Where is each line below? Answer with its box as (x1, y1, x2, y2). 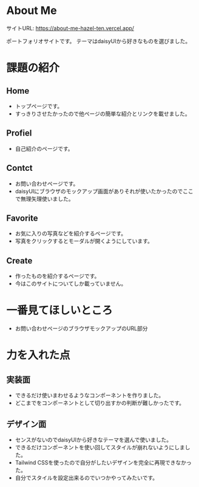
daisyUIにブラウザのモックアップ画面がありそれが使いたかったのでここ (15, 187, 194, 195)
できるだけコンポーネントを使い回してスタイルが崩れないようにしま (15, 443, 185, 451)
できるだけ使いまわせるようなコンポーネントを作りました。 (15, 392, 164, 399)
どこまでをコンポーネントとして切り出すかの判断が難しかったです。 (15, 399, 185, 407)
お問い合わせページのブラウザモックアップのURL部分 (15, 325, 148, 332)
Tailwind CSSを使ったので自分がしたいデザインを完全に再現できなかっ (15, 458, 192, 466)
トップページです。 (15, 102, 63, 109)
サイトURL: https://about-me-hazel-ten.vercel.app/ (6, 24, 135, 32)
